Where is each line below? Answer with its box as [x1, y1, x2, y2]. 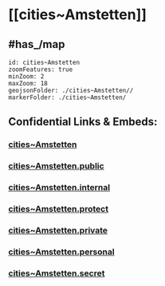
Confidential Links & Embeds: [8, 115, 158, 129]
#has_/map [8, 38, 65, 51]
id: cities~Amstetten [8, 58, 81, 66]
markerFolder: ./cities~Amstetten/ [8, 93, 127, 101]
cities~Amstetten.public [8, 161, 105, 172]
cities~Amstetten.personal [8, 246, 115, 257]
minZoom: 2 [8, 73, 45, 81]
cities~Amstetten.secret [8, 268, 105, 279]
